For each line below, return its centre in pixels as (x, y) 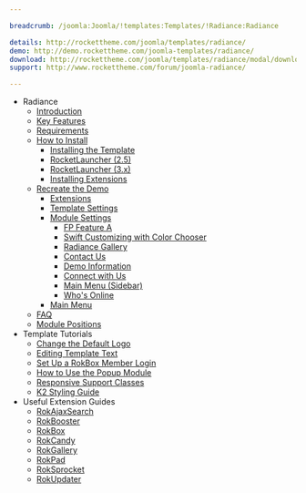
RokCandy (56, 441)
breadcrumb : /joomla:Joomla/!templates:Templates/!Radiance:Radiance (144, 26)
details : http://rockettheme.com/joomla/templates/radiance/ (128, 42)
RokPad (51, 460)
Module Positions (69, 324)
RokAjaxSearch (65, 412)
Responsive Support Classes (90, 383)
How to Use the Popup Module (94, 373)
